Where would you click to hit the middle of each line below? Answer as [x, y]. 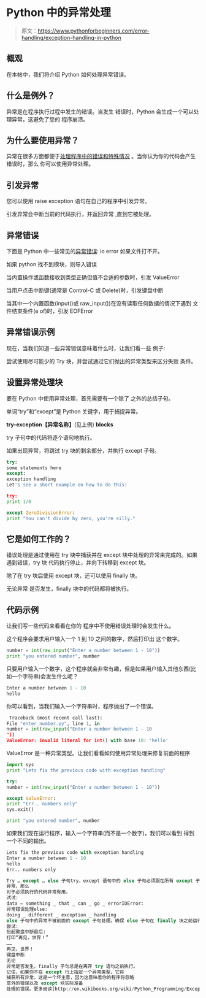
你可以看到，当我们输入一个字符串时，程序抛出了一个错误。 [82, 706]
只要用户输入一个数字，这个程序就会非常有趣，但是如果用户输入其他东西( [99, 669]
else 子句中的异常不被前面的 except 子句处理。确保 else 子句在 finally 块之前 [100, 921]
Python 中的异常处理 [59, 13]
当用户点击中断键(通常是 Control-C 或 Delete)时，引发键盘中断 [85, 290]
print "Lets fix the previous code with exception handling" [86, 770]
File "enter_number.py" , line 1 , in [53, 724]
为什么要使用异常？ [43, 140]
